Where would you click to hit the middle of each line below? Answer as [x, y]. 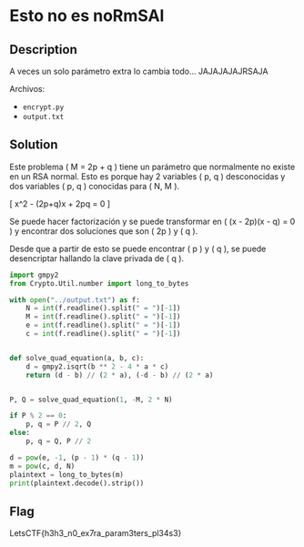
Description [43, 50]
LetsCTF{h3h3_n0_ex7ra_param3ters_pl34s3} [96, 533]
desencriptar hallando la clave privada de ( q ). [97, 258]
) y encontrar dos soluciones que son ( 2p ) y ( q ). [104, 231]
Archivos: [27, 89]
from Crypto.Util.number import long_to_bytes [99, 283]
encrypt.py [43, 107]
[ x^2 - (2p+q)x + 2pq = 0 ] [60, 203]
